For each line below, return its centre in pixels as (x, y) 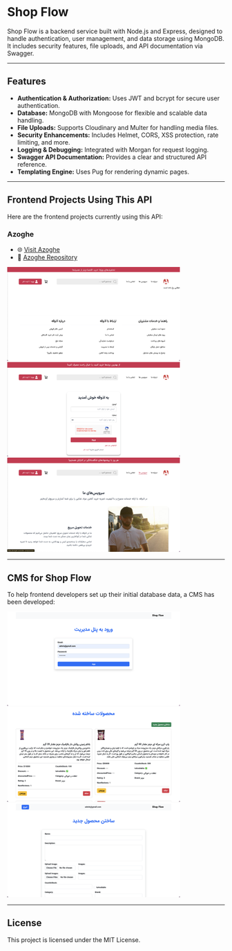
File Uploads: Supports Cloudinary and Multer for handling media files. (118, 127)
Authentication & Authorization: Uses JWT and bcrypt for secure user (118, 98)
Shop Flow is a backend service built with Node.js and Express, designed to (115, 31)
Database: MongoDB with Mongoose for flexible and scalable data (112, 113)
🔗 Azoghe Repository (47, 257)
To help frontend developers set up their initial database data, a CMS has (111, 595)
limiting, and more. (43, 142)
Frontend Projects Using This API (80, 200)
